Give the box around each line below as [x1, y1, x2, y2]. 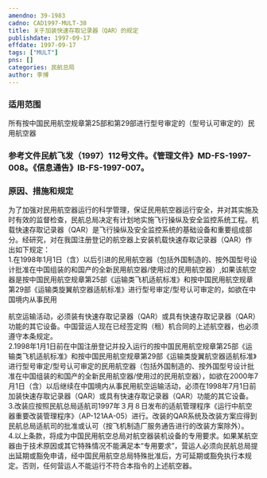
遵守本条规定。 [8, 331, 57, 341]
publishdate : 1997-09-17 [8, 33, 91, 42]
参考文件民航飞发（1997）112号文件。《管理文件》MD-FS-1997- [8, 150, 252, 161]
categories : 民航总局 [8, 64, 75, 72]
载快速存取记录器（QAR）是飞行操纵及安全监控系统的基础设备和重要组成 [8, 225, 246, 235]
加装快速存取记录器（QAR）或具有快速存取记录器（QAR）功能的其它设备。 [8, 391, 253, 401]
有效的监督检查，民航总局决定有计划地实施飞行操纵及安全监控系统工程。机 [14, 215, 259, 225]
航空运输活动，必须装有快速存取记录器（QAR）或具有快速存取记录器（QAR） [8, 311, 257, 321]
